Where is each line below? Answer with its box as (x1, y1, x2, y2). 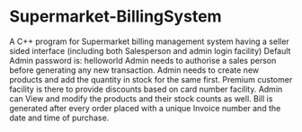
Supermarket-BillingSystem (9, 6, 222, 27)
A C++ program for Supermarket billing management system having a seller (9, 36, 289, 47)
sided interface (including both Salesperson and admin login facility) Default (9, 45, 291, 56)
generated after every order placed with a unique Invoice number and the (9, 102, 281, 113)
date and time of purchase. (9, 112, 110, 123)
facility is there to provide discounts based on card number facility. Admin (9, 84, 283, 94)
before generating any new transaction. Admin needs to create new (9, 65, 260, 75)
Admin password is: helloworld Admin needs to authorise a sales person (9, 55, 277, 66)
